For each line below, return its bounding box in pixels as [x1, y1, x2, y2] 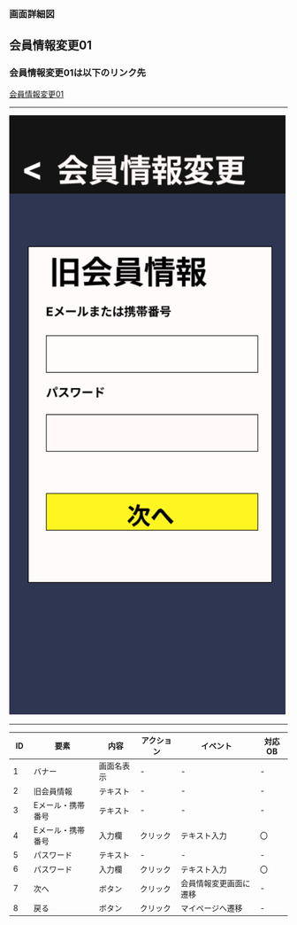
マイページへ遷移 [180, 903, 243, 913]
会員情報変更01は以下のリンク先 [9, 66, 147, 79]
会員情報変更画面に [180, 877, 251, 888]
